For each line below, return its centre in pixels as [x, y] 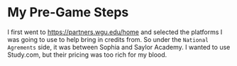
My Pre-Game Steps [68, 12]
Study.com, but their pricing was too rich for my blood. [87, 55]
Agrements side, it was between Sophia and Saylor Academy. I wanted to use [119, 47]
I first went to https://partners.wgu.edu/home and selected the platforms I [115, 32]
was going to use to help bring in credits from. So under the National [108, 39]
